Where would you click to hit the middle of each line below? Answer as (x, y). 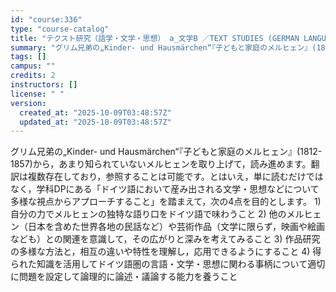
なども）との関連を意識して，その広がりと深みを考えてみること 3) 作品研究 (165, 239)
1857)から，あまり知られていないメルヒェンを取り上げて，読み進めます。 (161, 164)
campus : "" (33, 66)
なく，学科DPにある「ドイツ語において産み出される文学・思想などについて (165, 189)
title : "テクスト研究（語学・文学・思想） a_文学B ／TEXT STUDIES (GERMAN (155, 38)
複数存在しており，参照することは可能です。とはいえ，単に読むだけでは (175, 177)
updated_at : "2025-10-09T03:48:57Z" (95, 122)
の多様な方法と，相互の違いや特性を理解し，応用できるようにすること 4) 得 (166, 252)
